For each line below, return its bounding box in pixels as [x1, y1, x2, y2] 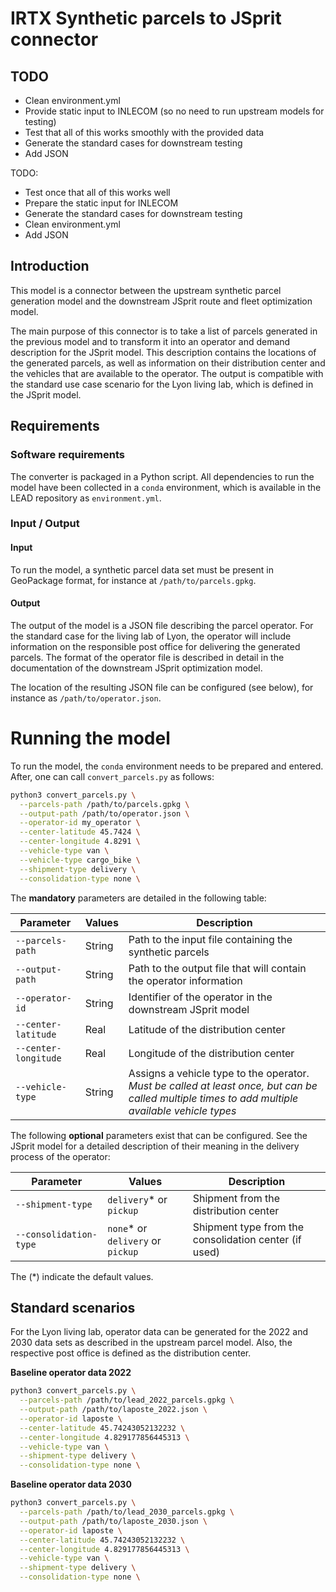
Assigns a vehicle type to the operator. [128, 1066, 310, 1080]
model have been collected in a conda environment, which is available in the [10, 481, 322, 493]
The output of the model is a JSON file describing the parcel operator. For [10, 619, 314, 631]
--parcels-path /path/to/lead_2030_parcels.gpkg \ [19, 1507, 235, 1517]
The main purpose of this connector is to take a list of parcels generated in [10, 325, 318, 337]
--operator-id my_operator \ [19, 818, 141, 828]
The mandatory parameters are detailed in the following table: [10, 892, 267, 904]
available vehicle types [128, 1103, 237, 1117]
